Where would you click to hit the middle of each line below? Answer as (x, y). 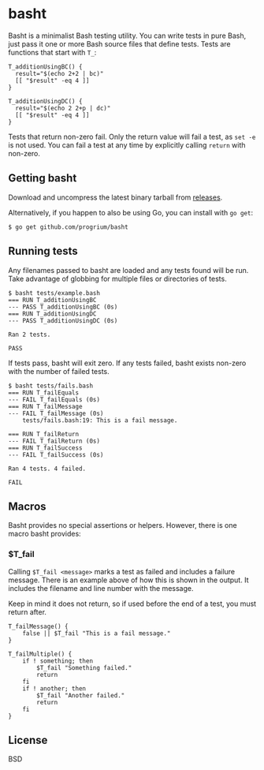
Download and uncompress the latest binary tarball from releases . (115, 197)
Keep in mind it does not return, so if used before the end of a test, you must (132, 604)
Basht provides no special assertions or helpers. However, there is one (123, 525)
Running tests (43, 251)
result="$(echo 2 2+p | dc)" (63, 108)
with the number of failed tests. (59, 371)
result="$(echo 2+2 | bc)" (59, 73)
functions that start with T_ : (52, 52)
